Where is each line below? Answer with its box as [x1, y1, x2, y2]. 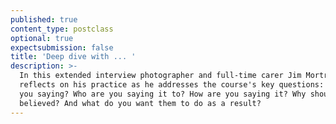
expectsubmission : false [10, 42, 114, 53]
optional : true [10, 33, 74, 43]
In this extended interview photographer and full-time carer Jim [19, 71, 302, 81]
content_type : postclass [10, 24, 114, 34]
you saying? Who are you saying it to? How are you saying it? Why [19, 89, 307, 99]
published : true [10, 14, 78, 25]
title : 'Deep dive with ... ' [10, 52, 137, 62]
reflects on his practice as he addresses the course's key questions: [19, 80, 325, 90]
